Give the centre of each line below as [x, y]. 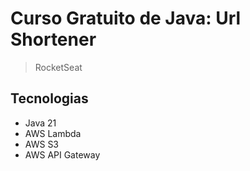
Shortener [53, 39]
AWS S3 [42, 144]
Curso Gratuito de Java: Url [126, 18]
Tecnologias [49, 98]
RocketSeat [58, 67]
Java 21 [40, 123]
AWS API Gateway [62, 154]
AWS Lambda [53, 133]
